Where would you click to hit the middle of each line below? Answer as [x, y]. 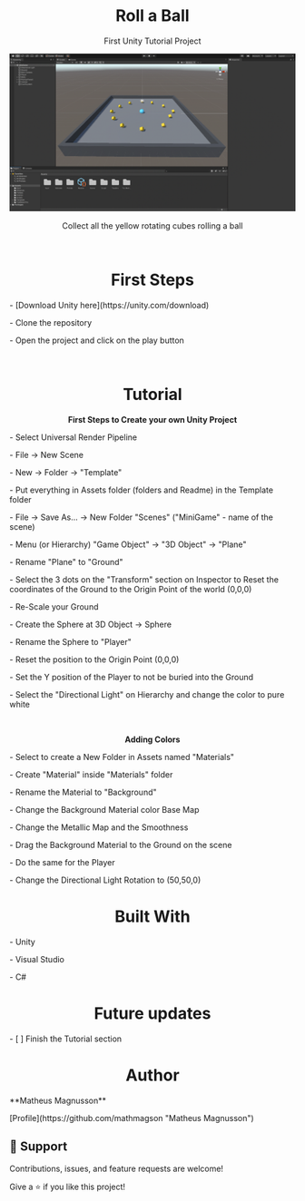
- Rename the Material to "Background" [83, 792]
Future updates [152, 1014]
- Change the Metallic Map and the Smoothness [99, 827]
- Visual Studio [37, 960]
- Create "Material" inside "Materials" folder [91, 775]
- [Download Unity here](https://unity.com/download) [109, 306]
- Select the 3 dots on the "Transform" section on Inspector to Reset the [144, 580]
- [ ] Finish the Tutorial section [66, 1039]
